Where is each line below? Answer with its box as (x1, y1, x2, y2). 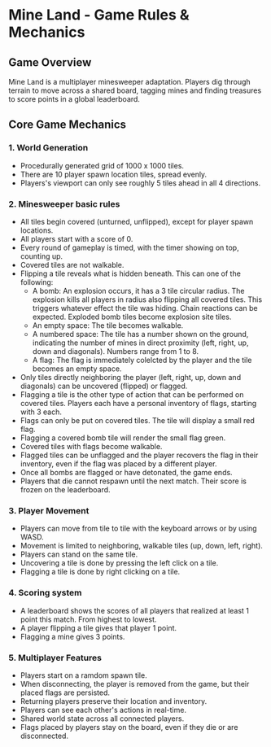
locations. (20, 225, 54, 235)
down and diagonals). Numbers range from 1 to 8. (32, 346, 199, 356)
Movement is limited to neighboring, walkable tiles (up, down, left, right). (20, 541, 263, 551)
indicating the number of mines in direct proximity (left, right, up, (32, 338, 249, 347)
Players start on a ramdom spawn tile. (20, 670, 148, 680)
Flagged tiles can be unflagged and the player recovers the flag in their (20, 450, 259, 460)
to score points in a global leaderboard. (8, 94, 141, 103)
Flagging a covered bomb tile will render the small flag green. (20, 433, 226, 443)
